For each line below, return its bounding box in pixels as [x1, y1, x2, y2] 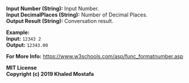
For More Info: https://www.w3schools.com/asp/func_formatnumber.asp [6, 53, 184, 59]
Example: [6, 29, 30, 36]
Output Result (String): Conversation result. [6, 18, 114, 24]
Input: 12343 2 [6, 35, 41, 42]
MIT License [6, 64, 37, 71]
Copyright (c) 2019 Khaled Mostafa [6, 71, 94, 77]
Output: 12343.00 [6, 41, 48, 48]
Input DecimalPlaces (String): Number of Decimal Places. [6, 11, 148, 18]
